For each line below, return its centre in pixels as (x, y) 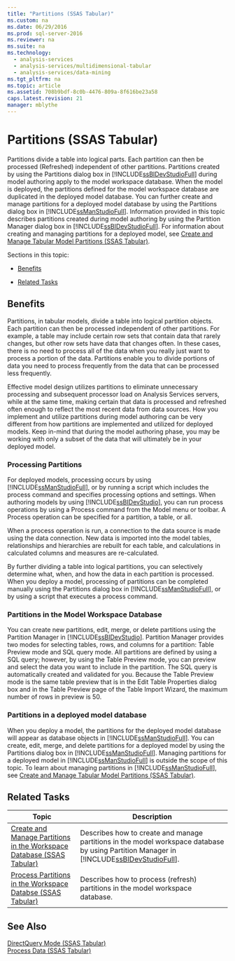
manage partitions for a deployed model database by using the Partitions (112, 203)
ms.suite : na (26, 46)
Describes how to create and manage (142, 833)
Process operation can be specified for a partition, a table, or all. (100, 517)
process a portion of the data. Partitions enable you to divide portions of (111, 358)
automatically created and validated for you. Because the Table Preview (111, 675)
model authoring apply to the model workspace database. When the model (115, 181)
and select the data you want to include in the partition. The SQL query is (113, 667)
